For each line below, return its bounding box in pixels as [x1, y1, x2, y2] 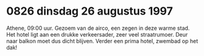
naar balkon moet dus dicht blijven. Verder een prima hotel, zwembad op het [6, 37, 199, 44]
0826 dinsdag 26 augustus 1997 [6, 4, 174, 18]
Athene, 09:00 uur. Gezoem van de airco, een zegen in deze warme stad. [6, 24, 190, 32]
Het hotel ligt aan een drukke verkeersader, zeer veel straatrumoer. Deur [6, 30, 188, 38]
